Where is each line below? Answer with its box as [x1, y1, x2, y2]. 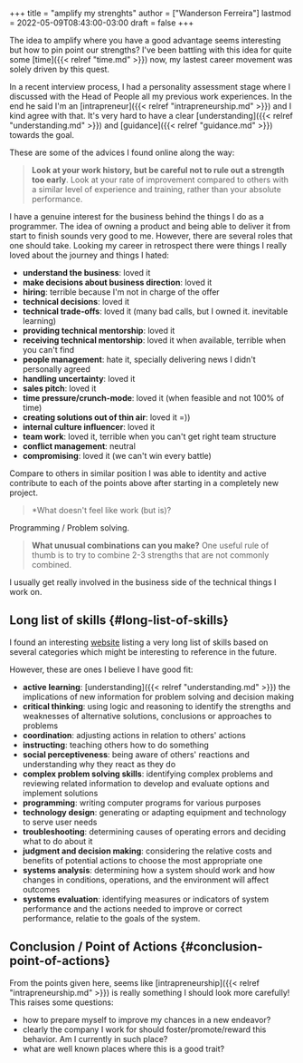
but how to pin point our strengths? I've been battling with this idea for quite [9, 44, 292, 55]
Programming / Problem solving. [9, 522, 129, 533]
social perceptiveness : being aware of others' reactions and [22, 748, 251, 760]
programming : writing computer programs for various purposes [22, 797, 261, 808]
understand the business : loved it [22, 268, 151, 278]
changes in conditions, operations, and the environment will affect [22, 874, 270, 885]
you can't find [22, 345, 75, 355]
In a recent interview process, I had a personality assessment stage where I [9, 82, 291, 92]
